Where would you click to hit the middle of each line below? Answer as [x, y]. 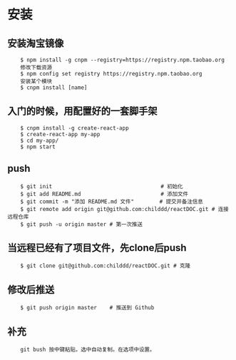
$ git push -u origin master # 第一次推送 [81, 224]
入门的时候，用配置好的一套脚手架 [82, 111]
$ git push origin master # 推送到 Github [87, 308]
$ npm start [38, 147]
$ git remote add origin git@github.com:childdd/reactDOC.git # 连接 [125, 209]
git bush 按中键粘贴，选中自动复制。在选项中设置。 [88, 350]
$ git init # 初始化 [102, 186]
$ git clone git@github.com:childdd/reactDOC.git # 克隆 [106, 266]
